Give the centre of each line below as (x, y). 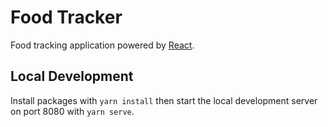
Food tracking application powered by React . (102, 45)
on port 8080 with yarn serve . (72, 111)
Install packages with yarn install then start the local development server (164, 100)
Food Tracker (66, 17)
